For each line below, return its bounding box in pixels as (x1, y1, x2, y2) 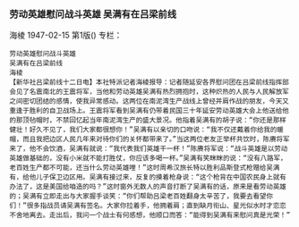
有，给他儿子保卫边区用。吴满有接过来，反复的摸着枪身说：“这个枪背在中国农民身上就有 (9, 172, 286, 182)
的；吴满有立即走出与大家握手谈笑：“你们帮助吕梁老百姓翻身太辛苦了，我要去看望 (9, 192, 267, 201)
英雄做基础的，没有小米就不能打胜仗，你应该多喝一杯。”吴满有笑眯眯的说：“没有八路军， (9, 154, 287, 163)
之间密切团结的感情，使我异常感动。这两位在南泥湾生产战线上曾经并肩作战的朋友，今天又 (9, 97, 289, 106)
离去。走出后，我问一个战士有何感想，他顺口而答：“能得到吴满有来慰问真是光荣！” (29, 211, 291, 220)
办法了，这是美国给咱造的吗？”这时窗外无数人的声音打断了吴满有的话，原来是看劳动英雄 (9, 182, 286, 191)
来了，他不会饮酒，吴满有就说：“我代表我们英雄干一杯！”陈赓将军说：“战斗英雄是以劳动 (9, 145, 288, 154)
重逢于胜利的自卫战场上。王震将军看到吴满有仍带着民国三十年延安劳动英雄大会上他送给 (9, 106, 283, 115)
